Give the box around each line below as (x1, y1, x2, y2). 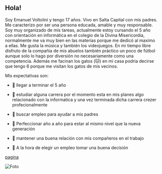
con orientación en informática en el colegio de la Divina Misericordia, (5, 32, 145, 38)
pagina (5, 154, 19, 160)
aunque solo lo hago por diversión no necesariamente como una (5, 53, 134, 59)
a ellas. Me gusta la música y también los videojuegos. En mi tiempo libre (5, 42, 151, 48)
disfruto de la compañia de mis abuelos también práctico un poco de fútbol (5, 48, 156, 53)
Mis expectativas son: (5, 72, 49, 78)
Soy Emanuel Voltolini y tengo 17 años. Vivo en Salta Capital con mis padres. (5, 17, 158, 22)
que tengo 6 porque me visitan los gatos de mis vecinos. (5, 63, 118, 69)
